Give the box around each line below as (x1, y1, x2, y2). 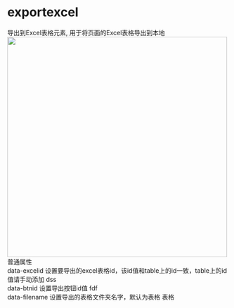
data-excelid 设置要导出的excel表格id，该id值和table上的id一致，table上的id (7, 266, 227, 275)
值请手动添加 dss (7, 275, 57, 283)
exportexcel (7, 4, 79, 20)
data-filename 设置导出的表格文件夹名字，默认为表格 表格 (7, 292, 174, 301)
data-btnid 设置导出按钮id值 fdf (7, 283, 98, 292)
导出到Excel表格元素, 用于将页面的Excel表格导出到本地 (7, 28, 165, 37)
